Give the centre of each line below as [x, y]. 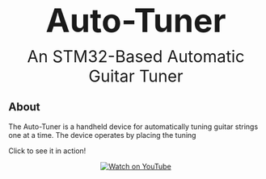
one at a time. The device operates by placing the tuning [102, 135]
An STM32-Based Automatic [136, 56]
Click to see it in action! [47, 151]
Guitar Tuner [136, 76]
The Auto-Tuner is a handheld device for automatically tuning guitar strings [133, 127]
